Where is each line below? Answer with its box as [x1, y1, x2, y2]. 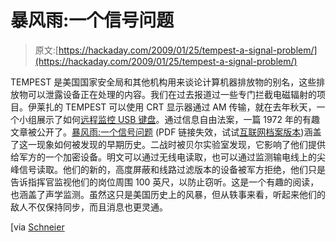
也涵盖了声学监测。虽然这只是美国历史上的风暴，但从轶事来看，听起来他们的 [10, 188, 326, 200]
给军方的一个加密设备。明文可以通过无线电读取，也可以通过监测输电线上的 [10, 151, 317, 163]
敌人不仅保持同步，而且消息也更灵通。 [10, 201, 168, 213]
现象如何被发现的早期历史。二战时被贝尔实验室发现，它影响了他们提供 [36, 138, 326, 150]
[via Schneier [10, 221, 65, 233]
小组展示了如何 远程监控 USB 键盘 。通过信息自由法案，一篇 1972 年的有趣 [18, 113, 320, 125]
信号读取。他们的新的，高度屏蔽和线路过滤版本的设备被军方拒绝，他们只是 [18, 163, 326, 175]
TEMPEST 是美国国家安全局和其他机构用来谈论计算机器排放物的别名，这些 [10, 76, 317, 88]
